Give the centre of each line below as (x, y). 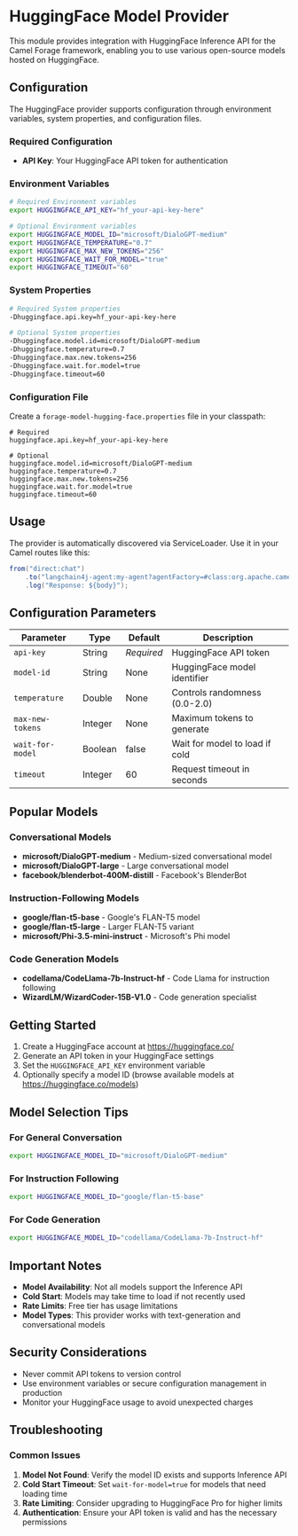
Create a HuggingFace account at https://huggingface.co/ (128, 1046)
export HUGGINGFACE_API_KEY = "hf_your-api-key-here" (106, 210)
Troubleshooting (56, 1430)
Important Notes (55, 1266)
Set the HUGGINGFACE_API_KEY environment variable (114, 1065)
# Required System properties (65, 309)
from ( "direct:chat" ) (47, 568)
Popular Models (54, 812)
